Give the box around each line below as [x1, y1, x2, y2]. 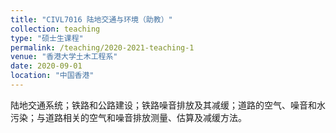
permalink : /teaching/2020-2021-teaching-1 [10, 42, 195, 53]
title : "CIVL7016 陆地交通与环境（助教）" [10, 14, 173, 25]
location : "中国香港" [10, 71, 95, 81]
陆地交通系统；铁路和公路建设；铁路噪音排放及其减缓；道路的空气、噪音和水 [10, 99, 326, 111]
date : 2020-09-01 [10, 61, 83, 71]
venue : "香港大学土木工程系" [10, 52, 118, 62]
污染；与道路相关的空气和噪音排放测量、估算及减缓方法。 [10, 111, 247, 123]
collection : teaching [10, 24, 101, 34]
